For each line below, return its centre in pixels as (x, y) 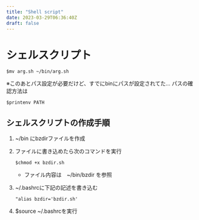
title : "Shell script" (35, 12)
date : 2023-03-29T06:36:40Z (42, 18)
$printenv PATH (25, 103)
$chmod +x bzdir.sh (40, 163)
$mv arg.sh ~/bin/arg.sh (38, 72)
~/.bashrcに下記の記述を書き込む (56, 188)
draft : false (23, 23)
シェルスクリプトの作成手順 (58, 123)
